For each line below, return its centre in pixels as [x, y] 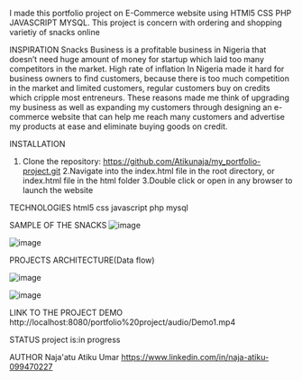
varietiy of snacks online [55, 32]
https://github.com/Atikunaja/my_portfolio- [182, 161]
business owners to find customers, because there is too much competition [150, 79]
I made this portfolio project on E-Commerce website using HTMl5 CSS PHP [151, 13]
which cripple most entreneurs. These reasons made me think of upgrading [150, 97]
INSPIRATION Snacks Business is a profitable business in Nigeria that [138, 50]
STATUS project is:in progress [65, 339]
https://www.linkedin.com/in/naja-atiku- [195, 357]
